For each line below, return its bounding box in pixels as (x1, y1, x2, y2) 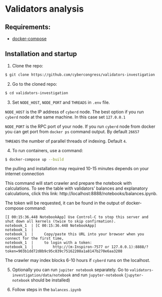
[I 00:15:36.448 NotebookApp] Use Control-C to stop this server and (5, 215, 149, 220)
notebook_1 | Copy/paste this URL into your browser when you (5, 232, 145, 237)
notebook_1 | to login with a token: (5, 240, 92, 245)
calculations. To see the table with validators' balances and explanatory (5, 185, 148, 191)
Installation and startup (5, 50, 77, 58)
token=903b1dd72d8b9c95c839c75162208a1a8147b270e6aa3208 (5, 249, 123, 254)
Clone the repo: (12, 62, 44, 69)
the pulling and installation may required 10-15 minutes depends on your (5, 166, 149, 172)
